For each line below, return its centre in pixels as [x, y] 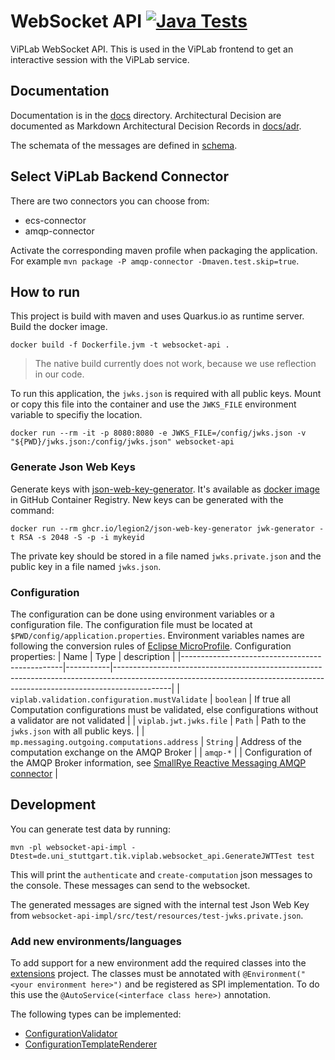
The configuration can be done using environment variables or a [142, 614]
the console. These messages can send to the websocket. [130, 885]
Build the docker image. [59, 327]
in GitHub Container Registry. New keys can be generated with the [147, 499]
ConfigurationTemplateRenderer [91, 1044]
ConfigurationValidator [71, 1034]
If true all [272, 699]
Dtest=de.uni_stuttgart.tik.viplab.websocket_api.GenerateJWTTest [151, 856]
